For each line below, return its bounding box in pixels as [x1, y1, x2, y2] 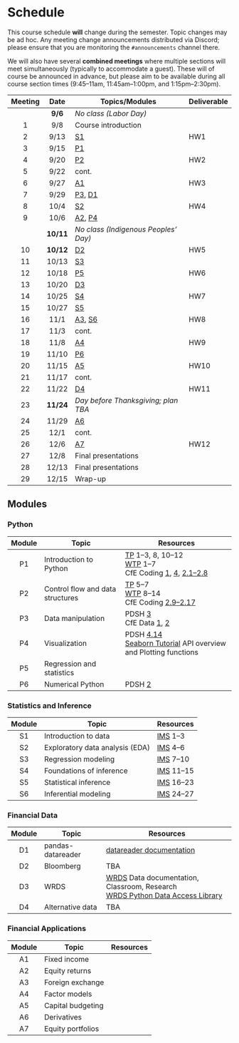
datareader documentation [105, 846, 196, 856]
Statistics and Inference [7, 700, 92, 710]
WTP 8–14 [124, 588, 161, 598]
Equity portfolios [43, 1024, 100, 1034]
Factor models [43, 989, 92, 999]
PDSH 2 [124, 679, 152, 689]
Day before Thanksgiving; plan [74, 395, 179, 405]
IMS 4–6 [156, 742, 185, 752]
